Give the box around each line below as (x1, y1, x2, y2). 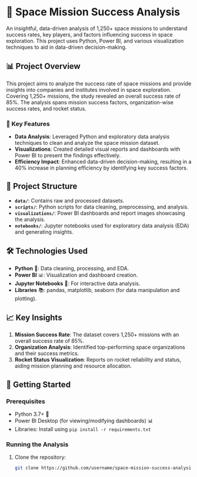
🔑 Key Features (6, 120, 50, 128)
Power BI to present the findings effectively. (14, 152, 121, 159)
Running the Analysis (6, 440, 69, 449)
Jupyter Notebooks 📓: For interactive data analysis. (14, 280, 141, 287)
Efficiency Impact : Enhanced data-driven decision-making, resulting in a (14, 158, 192, 165)
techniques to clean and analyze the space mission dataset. (14, 140, 160, 147)
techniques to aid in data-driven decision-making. (6, 44, 127, 51)
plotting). (14, 294, 37, 302)
